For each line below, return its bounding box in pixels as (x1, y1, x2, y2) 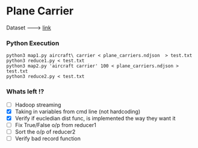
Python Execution (6, 39, 60, 47)
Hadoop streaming (14, 101, 61, 108)
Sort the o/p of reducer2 (14, 128, 76, 135)
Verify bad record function (14, 135, 81, 142)
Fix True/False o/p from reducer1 (14, 121, 96, 128)
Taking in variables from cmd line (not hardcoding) (14, 108, 140, 115)
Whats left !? (6, 87, 45, 96)
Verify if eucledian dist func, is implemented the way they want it (14, 114, 176, 122)
